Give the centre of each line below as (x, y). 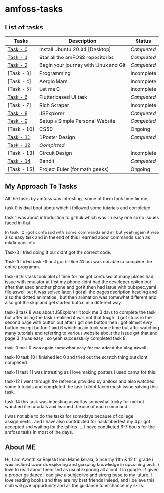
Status (143, 41)
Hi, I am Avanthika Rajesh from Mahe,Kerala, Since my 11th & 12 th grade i (79, 459)
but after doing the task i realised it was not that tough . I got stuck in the (79, 317)
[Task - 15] (21, 169)
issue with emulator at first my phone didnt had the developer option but (78, 282)
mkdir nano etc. (21, 242)
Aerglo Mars (53, 81)
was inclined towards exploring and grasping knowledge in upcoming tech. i (82, 464)
